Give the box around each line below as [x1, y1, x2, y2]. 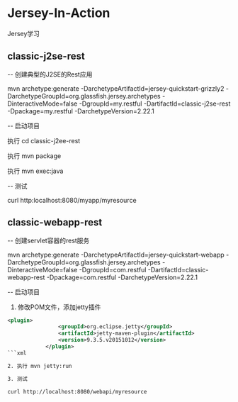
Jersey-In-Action [7, 5, 110, 21]
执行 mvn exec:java [7, 167, 64, 175]
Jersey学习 [7, 29, 40, 38]
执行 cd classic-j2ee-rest [7, 136, 81, 145]
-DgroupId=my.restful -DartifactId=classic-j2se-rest [79, 99, 231, 108]
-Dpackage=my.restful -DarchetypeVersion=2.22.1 [7, 106, 154, 115]
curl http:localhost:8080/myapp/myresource [7, 196, 137, 204]
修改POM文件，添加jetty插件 [17, 303, 101, 311]
